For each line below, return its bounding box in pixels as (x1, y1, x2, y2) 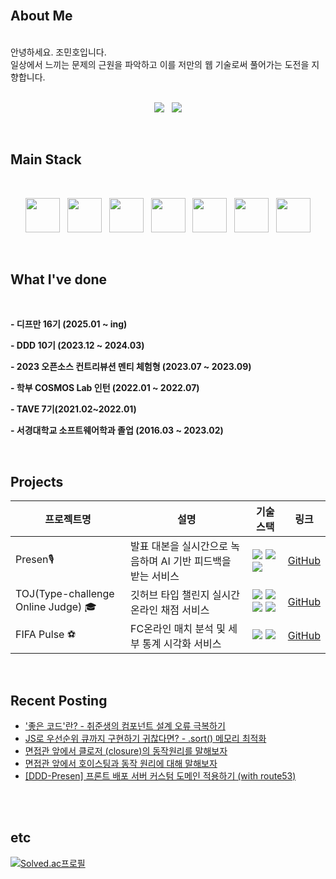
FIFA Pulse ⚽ (15, 627, 77, 641)
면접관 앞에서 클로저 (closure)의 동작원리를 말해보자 (24, 745, 228, 757)
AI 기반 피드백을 (160, 554, 232, 568)
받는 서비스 (130, 569, 180, 583)
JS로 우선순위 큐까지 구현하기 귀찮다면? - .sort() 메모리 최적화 (24, 733, 267, 745)
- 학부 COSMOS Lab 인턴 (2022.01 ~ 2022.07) (10, 382, 200, 394)
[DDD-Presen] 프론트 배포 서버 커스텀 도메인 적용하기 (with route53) (24, 770, 297, 782)
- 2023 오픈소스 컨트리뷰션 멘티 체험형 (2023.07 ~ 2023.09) (10, 361, 252, 373)
